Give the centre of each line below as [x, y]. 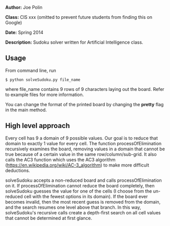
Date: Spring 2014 [24, 32]
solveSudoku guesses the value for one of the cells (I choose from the [79, 191]
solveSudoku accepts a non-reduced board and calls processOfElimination [84, 180]
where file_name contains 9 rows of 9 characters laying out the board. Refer [85, 89]
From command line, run [31, 70]
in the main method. [26, 110]
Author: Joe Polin [24, 7]
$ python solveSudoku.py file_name [43, 80]
